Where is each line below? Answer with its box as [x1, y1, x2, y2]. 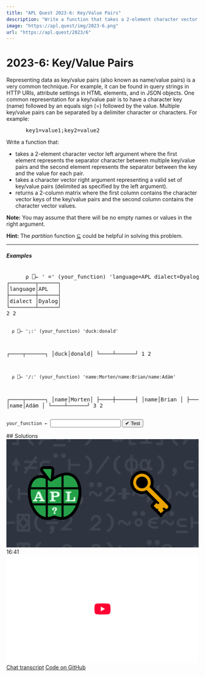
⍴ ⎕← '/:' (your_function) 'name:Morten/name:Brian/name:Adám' [12, 374, 176, 381]
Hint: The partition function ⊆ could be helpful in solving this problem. [6, 232, 183, 240]
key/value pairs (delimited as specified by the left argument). [15, 183, 168, 190]
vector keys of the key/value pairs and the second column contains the [15, 196, 193, 203]
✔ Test [124, 420, 140, 427]
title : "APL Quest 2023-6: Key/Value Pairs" [6, 10, 121, 16]
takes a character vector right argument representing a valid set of [15, 176, 182, 184]
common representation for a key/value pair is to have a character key [6, 96, 182, 103]
